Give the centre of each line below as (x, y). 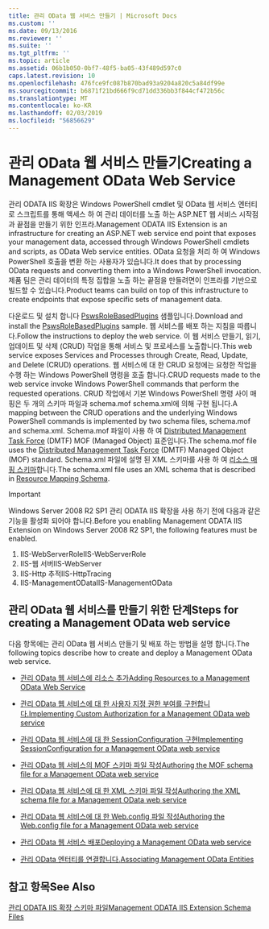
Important (25, 494)
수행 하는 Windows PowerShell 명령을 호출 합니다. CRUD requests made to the (134, 375)
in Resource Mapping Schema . (59, 478)
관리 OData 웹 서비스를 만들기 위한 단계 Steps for (124, 610)
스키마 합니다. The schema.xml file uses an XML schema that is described (136, 469)
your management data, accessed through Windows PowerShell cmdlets (129, 242)
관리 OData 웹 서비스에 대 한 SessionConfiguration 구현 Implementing (131, 739)
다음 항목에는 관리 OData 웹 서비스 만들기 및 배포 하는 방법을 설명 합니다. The (129, 643)
